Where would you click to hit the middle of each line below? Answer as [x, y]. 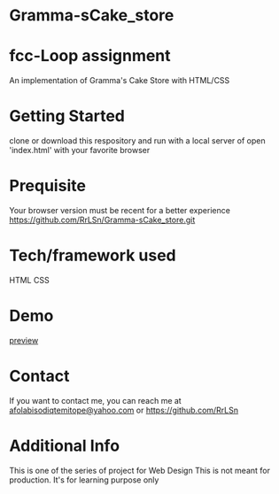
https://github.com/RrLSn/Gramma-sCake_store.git [102, 220]
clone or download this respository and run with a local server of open [137, 141]
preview [24, 340]
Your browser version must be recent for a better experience [120, 210]
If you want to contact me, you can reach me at [95, 400]
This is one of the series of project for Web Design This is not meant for [139, 470]
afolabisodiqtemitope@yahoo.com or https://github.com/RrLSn [124, 410]
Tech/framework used [93, 255]
